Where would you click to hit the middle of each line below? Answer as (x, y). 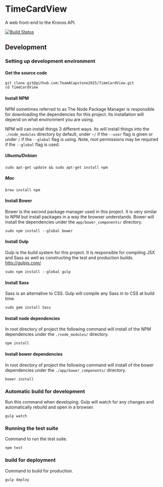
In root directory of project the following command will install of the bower (80, 365)
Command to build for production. (39, 471)
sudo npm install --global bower (39, 231)
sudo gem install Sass (28, 308)
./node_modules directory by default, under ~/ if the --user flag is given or (79, 134)
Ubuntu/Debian (21, 156)
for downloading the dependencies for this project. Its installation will (74, 114)
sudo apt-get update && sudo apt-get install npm (57, 167)
